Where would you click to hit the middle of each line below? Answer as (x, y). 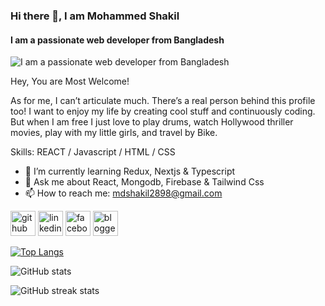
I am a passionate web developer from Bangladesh (117, 40)
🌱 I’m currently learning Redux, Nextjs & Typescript (130, 171)
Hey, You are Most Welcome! (70, 81)
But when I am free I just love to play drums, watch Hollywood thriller (152, 122)
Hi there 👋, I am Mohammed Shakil (95, 16)
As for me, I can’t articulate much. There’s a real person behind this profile (163, 101)
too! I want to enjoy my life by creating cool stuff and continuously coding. (163, 111)
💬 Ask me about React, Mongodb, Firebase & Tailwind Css (144, 182)
